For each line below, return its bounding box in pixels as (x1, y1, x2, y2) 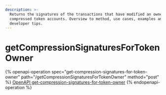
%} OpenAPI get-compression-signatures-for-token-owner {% (5, 79, 133, 85)
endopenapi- (133, 79, 161, 85)
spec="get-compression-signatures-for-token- (51, 69, 147, 75)
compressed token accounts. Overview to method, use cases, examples (9, 16, 156, 21)
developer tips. (9, 21, 43, 26)
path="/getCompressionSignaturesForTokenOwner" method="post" (21, 74, 159, 80)
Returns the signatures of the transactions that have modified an (9, 12, 152, 17)
